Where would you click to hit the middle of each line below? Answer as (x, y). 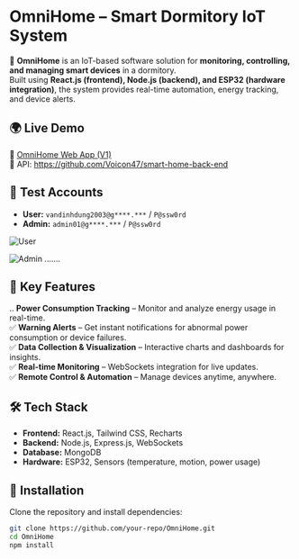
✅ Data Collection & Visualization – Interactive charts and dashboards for (147, 347)
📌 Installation (47, 490)
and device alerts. (43, 99)
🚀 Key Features (53, 287)
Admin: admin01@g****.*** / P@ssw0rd (91, 223)
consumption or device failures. (68, 338)
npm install (32, 545)
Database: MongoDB (62, 453)
